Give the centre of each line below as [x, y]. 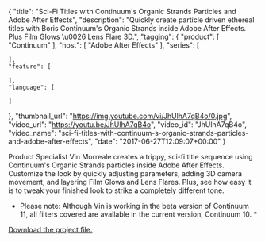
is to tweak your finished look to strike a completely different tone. [116, 190]
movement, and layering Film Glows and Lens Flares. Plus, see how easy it [130, 182]
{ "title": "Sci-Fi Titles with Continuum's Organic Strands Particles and [122, 12]
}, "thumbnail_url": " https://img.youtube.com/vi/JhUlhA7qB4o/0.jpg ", [120, 116]
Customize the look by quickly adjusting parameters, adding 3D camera [125, 173]
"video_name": [33, 133]
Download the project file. [50, 230]
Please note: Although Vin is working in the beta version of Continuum [134, 206]
